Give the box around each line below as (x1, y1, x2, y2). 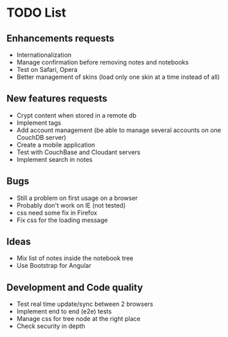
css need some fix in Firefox (16, 208, 98, 217)
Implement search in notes (16, 155, 93, 163)
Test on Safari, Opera (16, 66, 78, 73)
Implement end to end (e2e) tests (16, 307, 112, 316)
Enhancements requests (6, 33, 115, 44)
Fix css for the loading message (16, 216, 108, 224)
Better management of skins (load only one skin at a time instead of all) (16, 73, 220, 81)
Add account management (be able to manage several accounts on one (16, 126, 221, 134)
